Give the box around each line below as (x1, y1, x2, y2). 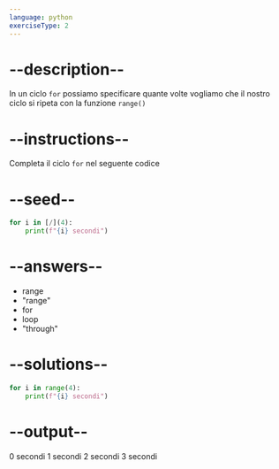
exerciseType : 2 (9, 21, 69, 30)
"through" (21, 324, 59, 334)
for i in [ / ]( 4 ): (9, 219, 73, 227)
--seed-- (9, 189, 76, 209)
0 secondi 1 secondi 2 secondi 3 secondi (9, 450, 157, 461)
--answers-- (9, 257, 103, 277)
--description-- (9, 59, 125, 80)
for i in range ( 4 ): (9, 383, 81, 392)
